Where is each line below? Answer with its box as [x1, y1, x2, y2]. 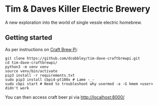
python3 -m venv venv [5, 64, 49, 69]
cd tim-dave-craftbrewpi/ [5, 60, 57, 65]
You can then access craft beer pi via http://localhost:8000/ [5, 94, 125, 100]
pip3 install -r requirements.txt [5, 73, 75, 78]
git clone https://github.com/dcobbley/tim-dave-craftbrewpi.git [5, 56, 140, 61]
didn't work [5, 86, 29, 90]
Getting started [5, 34, 53, 42]
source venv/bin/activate [5, 69, 57, 73]
